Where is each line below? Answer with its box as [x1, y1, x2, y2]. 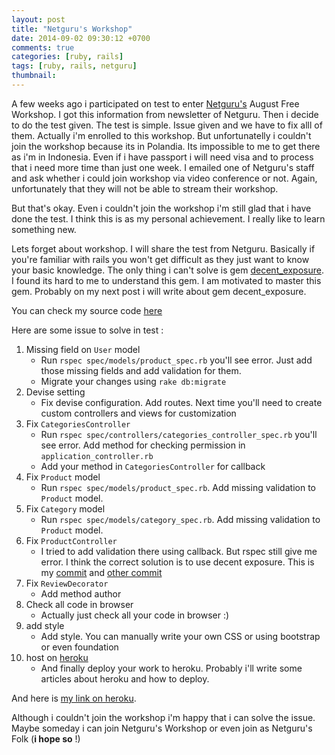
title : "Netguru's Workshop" [11, 24, 133, 34]
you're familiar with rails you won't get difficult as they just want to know [11, 253, 310, 265]
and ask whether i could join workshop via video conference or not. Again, [11, 172, 318, 184]
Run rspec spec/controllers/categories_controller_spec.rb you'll [40, 428, 318, 440]
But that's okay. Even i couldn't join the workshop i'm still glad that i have [11, 202, 312, 214]
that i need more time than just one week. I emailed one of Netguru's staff [11, 161, 315, 173]
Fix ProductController [25, 534, 118, 546]
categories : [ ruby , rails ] [11, 52, 124, 62]
